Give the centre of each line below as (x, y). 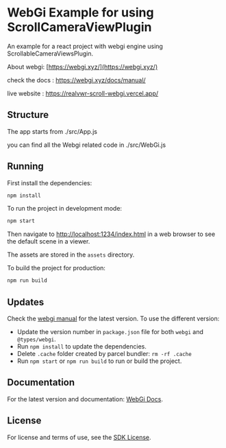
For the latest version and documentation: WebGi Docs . (85, 399)
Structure (28, 115)
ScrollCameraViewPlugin (79, 27)
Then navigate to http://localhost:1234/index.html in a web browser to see (111, 234)
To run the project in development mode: (64, 209)
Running (26, 166)
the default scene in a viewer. (49, 241)
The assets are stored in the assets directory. (71, 255)
